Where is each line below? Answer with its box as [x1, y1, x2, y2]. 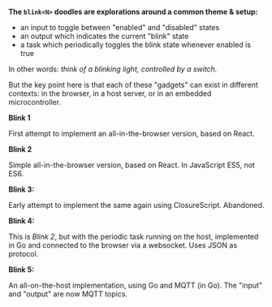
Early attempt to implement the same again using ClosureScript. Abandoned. [8, 201, 265, 210]
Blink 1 [8, 113, 31, 123]
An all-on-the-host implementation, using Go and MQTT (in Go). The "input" [8, 280, 262, 290]
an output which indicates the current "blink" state [19, 32, 189, 41]
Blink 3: [8, 184, 35, 194]
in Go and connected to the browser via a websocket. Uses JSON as [8, 240, 238, 250]
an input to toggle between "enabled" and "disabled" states [19, 23, 220, 32]
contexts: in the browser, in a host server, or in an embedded [8, 89, 212, 98]
